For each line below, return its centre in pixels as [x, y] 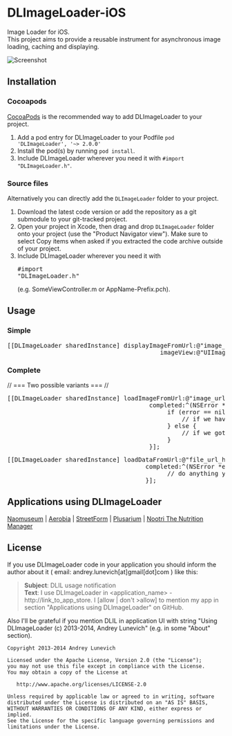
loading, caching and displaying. [53, 46]
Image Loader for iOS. [39, 32]
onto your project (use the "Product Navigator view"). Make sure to [113, 234]
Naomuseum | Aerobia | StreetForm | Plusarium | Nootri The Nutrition [105, 518]
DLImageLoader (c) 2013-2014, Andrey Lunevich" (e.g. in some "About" [109, 628]
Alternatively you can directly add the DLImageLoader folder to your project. [113, 198]
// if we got [204, 433]
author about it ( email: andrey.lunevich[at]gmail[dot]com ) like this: [103, 571]
